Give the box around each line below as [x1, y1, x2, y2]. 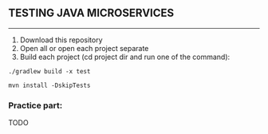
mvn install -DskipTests [8, 81, 91, 89]
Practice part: [8, 100, 63, 111]
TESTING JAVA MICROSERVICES [8, 6, 175, 20]
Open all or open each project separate [19, 43, 149, 53]
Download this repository [19, 35, 103, 45]
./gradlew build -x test [8, 67, 91, 75]
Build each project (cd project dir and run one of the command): [19, 52, 231, 61]
